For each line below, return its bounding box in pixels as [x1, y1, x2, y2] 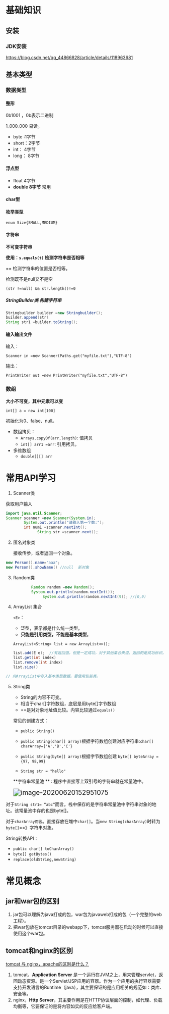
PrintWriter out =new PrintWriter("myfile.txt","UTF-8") [6, 373, 128, 378]
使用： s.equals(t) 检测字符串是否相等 [6, 255, 85, 261]
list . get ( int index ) [13, 655, 56, 661]
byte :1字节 [13, 134, 36, 140]
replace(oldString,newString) [13, 857, 77, 862]
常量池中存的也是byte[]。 [19, 807, 71, 814]
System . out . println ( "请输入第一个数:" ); [24, 520, 105, 525]
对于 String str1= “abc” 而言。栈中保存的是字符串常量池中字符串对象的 [6, 801, 152, 807]
